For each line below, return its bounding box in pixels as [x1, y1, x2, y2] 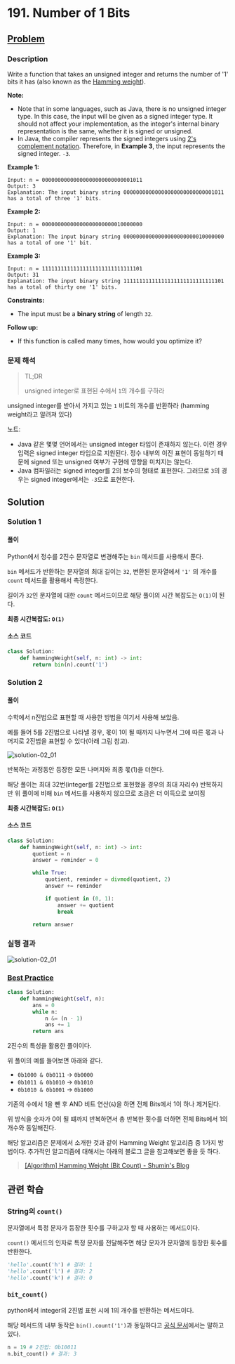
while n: [32, 1008, 58, 1016]
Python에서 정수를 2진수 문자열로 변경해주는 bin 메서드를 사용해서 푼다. [7, 552, 203, 560]
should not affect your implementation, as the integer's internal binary [17, 119, 220, 128]
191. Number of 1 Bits [7, 5, 130, 21]
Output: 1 [7, 227, 36, 234]
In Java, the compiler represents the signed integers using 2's [17, 134, 196, 143]
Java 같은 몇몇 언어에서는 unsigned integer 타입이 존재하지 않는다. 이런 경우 [17, 440, 228, 449]
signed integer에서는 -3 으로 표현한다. [30, 476, 135, 484]
